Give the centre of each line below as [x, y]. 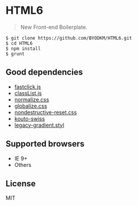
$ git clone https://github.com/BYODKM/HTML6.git [69, 38]
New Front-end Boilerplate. [54, 27]
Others [23, 165]
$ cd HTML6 [19, 43]
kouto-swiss [30, 118]
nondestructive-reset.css [46, 112]
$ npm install [23, 49]
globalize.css [31, 106]
